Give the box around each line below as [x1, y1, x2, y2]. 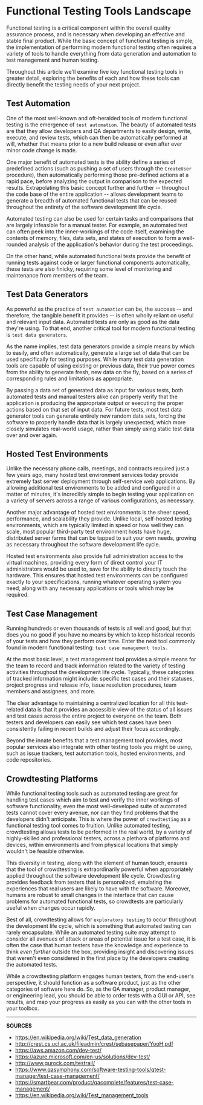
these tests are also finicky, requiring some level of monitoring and [6, 265, 172, 273]
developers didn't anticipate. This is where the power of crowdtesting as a [6, 815, 191, 823]
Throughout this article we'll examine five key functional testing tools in [6, 68, 184, 75]
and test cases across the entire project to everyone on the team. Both [6, 712, 182, 720]
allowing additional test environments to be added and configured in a [6, 484, 180, 491]
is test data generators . [6, 331, 68, 338]
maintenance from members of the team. [6, 271, 109, 279]
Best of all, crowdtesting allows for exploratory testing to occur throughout [6, 916, 196, 923]
